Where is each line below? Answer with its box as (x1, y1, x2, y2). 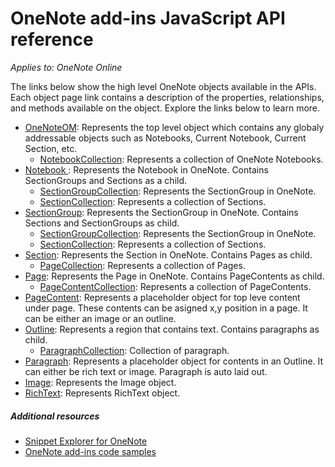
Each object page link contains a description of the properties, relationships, (10, 91, 325, 103)
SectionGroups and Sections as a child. (24, 174, 188, 186)
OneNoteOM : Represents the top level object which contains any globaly (24, 121, 325, 133)
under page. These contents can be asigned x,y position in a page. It (24, 302, 308, 314)
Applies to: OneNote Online (10, 61, 123, 73)
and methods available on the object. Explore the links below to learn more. (10, 102, 321, 114)
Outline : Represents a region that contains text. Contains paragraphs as (24, 323, 320, 335)
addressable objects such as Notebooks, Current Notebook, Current (24, 132, 307, 144)
